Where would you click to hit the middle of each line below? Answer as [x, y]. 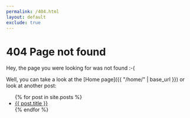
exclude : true [24, 22]
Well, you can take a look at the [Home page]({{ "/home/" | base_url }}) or [95, 80]
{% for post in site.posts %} [48, 97]
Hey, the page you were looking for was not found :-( [71, 68]
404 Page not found [56, 52]
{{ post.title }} [31, 103]
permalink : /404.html [33, 12]
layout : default [26, 17]
